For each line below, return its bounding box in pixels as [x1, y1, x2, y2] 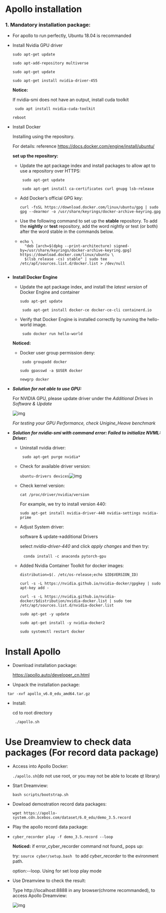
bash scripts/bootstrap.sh [12, 792, 69, 797]
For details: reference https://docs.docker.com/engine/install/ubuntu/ [12, 143, 155, 149]
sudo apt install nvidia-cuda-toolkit [14, 106, 96, 111]
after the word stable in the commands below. [19, 228, 114, 234]
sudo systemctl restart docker [19, 629, 85, 634]
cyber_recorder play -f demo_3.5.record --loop [12, 834, 113, 839]
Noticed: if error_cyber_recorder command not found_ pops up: [12, 843, 144, 849]
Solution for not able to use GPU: [12, 386, 82, 392]
